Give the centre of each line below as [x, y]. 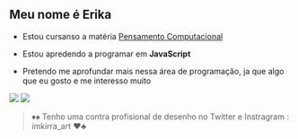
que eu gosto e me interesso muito [87, 81]
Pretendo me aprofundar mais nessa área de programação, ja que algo [153, 71]
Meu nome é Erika [61, 15]
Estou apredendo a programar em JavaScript [106, 54]
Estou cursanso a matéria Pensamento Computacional [123, 36]
